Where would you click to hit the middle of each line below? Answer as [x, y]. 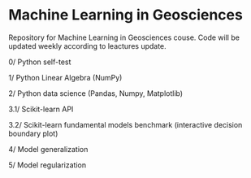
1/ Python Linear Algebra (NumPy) [65, 77]
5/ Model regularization [48, 165]
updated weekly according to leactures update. [87, 46]
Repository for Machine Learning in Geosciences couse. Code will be [124, 37]
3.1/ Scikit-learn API [41, 109]
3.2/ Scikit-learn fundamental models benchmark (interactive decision [125, 124]
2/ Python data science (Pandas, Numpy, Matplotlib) [96, 93]
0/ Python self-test [40, 62]
